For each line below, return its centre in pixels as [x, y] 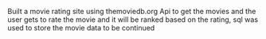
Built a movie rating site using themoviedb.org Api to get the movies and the [132, 11]
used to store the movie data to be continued [81, 28]
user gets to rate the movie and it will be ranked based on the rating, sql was [133, 19]
